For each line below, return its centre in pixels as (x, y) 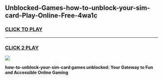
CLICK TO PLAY (24, 30)
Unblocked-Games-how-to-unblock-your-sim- (78, 8)
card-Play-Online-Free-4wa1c (51, 16)
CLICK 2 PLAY (22, 48)
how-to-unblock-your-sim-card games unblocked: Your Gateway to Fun (79, 67)
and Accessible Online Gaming (37, 72)
